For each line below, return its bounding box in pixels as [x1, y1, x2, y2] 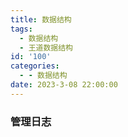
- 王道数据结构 [19, 42, 74, 53]
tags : [10, 24, 33, 34]
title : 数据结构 [10, 14, 72, 25]
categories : [10, 61, 60, 71]
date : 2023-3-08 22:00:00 [10, 80, 118, 90]
